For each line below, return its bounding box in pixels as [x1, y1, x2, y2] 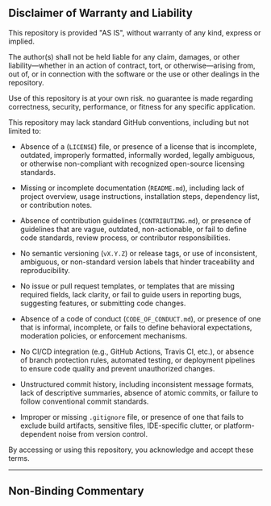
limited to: [8, 126, 42, 135]
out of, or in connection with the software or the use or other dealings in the [8, 68, 261, 79]
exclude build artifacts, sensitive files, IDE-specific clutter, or [19, 421, 222, 430]
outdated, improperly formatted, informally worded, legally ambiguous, [19, 150, 256, 160]
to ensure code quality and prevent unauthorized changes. [19, 363, 215, 373]
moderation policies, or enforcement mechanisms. [19, 330, 188, 341]
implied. [8, 36, 35, 46]
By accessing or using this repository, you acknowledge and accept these [8, 445, 254, 454]
